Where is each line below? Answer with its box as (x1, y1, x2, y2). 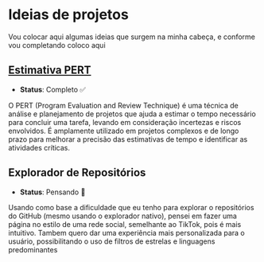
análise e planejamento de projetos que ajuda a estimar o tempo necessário (8, 109, 256, 119)
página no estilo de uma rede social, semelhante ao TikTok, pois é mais (8, 219, 242, 229)
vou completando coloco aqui (8, 40, 106, 49)
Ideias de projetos (8, 6, 129, 24)
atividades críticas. (8, 143, 70, 152)
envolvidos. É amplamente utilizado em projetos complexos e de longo (8, 126, 239, 135)
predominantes (8, 244, 58, 254)
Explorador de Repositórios (8, 166, 146, 180)
